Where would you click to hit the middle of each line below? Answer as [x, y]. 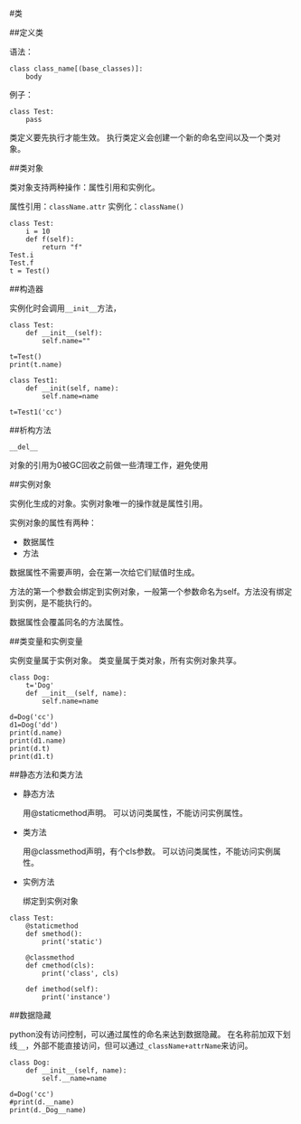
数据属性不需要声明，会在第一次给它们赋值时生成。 [104, 572]
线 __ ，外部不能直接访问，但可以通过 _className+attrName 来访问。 [131, 1045]
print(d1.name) [38, 741]
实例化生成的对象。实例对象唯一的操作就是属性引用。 [108, 503]
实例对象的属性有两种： [53, 523]
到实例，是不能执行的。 [53, 603]
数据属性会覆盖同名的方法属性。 [69, 622]
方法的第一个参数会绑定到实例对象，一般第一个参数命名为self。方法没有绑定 [151, 591]
